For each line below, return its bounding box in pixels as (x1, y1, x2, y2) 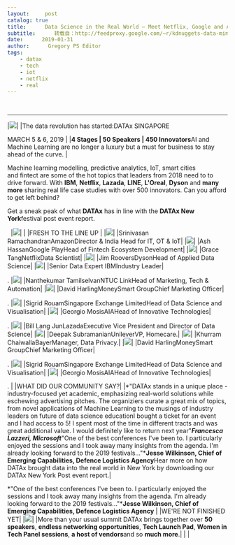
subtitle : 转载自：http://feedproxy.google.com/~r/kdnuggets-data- (7, 29, 220, 37)
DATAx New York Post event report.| (7, 471, 112, 479)
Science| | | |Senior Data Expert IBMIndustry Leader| (7, 262, 164, 270)
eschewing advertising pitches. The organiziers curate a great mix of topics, (7, 397, 227, 405)
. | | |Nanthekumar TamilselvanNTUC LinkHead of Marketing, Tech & (7, 277, 209, 285)
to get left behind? (7, 194, 60, 202)
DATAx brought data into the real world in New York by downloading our (7, 464, 215, 472)
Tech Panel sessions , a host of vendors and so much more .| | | (7, 530, 190, 539)
